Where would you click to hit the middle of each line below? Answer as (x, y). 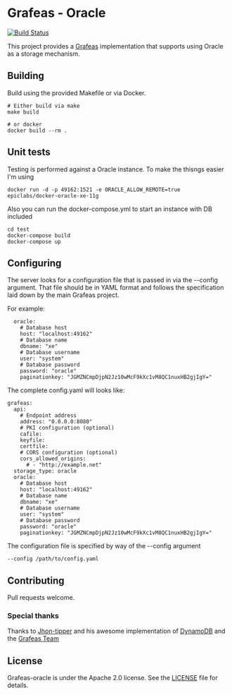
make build (23, 112)
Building (26, 76)
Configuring (34, 263)
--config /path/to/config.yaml (53, 559)
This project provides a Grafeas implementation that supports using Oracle (115, 46)
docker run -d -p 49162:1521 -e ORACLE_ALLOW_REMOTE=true (94, 189)
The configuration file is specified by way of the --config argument (104, 546)
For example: (26, 309)
